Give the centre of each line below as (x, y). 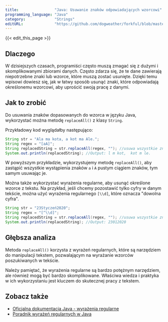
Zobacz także (27, 297)
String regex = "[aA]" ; (30, 144)
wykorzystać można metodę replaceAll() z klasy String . (64, 120)
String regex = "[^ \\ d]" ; (32, 213)
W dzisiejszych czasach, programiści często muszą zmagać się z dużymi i (82, 66)
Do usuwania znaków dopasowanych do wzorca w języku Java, (71, 115)
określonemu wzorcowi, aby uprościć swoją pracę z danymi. (67, 87)
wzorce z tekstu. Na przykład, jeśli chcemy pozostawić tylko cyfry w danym (83, 188)
